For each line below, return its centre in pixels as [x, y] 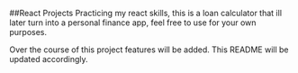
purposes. [28, 32]
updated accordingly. [49, 59]
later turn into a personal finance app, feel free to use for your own [133, 23]
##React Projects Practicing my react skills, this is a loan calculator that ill [145, 13]
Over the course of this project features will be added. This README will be [149, 50]
